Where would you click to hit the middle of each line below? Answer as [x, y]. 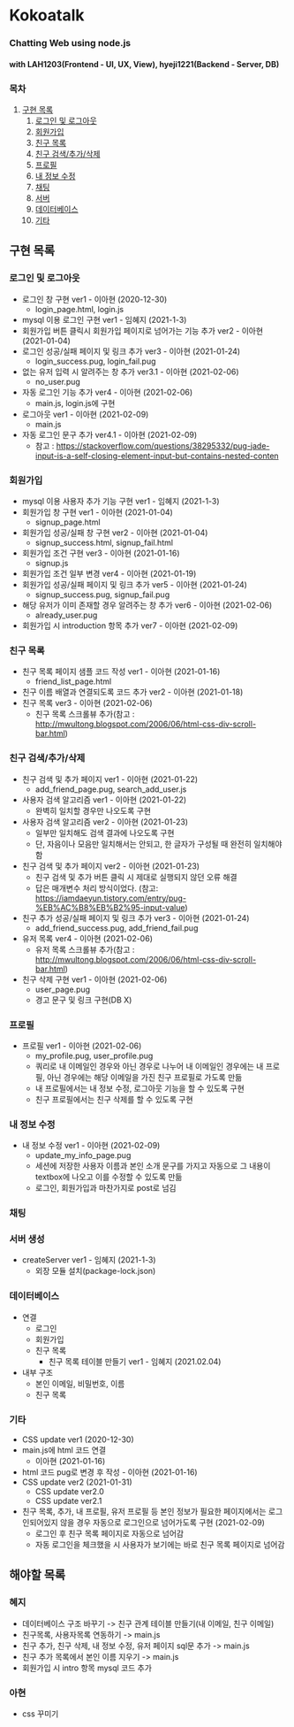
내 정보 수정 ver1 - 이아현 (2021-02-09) [91, 1146]
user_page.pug [63, 989]
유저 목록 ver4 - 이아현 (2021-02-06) [87, 938]
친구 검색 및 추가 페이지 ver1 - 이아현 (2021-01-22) [110, 779]
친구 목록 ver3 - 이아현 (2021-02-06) [87, 703]
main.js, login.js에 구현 [75, 403]
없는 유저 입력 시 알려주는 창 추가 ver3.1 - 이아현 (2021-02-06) [131, 372]
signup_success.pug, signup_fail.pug [102, 595]
